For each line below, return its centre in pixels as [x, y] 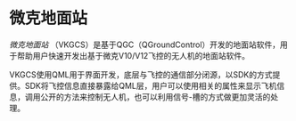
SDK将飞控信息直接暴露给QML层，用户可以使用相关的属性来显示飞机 [151, 85]
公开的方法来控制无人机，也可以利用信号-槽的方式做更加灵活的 [155, 97]
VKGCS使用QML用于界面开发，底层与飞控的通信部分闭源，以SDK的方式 [141, 74]
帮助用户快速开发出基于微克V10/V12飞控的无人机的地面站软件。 [133, 55]
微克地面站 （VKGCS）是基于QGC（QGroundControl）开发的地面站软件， [145, 44]
